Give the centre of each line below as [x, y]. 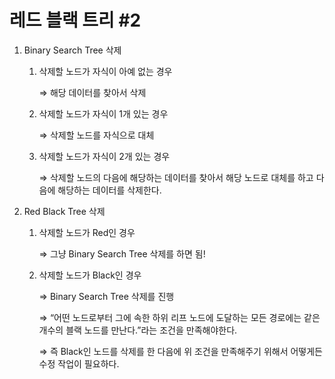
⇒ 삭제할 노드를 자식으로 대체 [96, 135]
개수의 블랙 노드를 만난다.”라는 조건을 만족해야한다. [138, 330]
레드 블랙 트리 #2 [75, 20]
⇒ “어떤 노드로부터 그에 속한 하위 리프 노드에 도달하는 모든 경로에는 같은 [179, 317]
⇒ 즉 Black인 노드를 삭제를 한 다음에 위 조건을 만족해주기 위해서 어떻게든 [180, 351]
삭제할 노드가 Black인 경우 [90, 275]
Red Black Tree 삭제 [64, 211]
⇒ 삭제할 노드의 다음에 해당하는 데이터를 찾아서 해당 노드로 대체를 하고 [176, 177]
